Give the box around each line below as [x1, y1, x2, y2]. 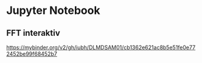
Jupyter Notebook [6, 4, 100, 18]
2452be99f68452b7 [6, 50, 58, 58]
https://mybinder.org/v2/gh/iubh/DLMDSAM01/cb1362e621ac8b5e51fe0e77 [6, 44, 196, 51]
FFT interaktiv [6, 28, 61, 38]
